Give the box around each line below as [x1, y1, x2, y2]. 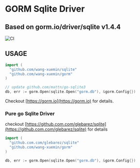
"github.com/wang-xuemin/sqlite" [9, 67, 77, 72]
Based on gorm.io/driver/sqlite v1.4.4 [5, 23, 121, 31]
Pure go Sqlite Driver [5, 110, 55, 117]
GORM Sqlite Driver [5, 3, 85, 15]
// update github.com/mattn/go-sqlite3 [5, 85, 86, 90]
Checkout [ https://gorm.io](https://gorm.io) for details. [5, 98, 114, 104]
